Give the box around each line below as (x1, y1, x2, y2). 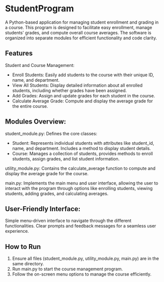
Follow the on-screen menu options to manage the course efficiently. (12, 271, 152, 277)
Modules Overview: (5, 118, 66, 126)
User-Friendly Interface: (5, 205, 81, 213)
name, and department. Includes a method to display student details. (12, 145, 151, 151)
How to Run (5, 242, 41, 251)
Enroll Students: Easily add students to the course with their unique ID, (12, 72, 154, 78)
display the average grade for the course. (5, 170, 89, 176)
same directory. (12, 261, 44, 267)
